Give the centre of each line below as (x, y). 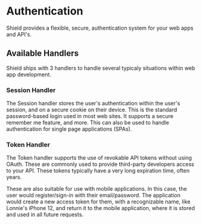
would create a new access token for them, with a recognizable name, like (98, 202)
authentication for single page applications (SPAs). (69, 129)
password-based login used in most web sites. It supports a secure (90, 116)
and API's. (19, 34)
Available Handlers (43, 54)
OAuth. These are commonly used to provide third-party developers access (100, 164)
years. (14, 177)
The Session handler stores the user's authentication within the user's (93, 104)
